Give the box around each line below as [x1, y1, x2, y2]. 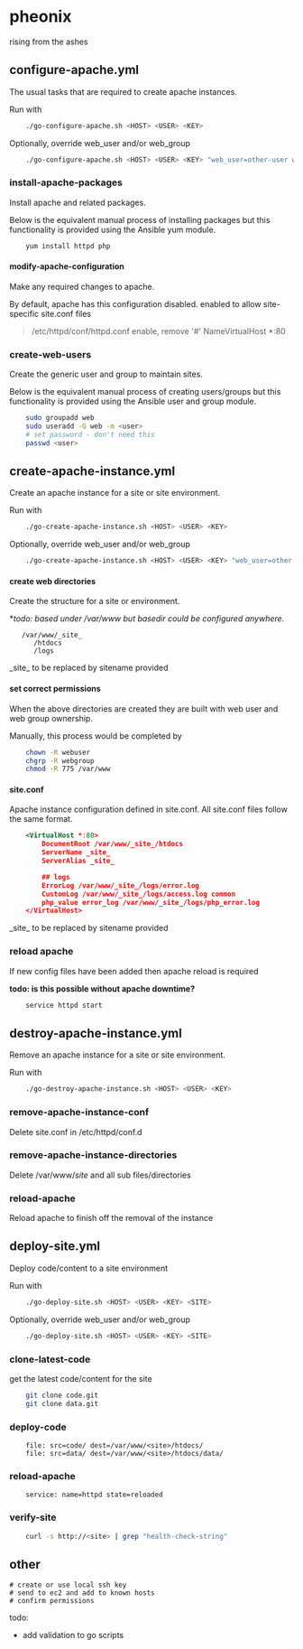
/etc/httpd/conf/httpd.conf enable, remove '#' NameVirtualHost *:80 [31, 325, 286, 336]
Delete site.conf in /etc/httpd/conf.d [9, 1126, 142, 1137]
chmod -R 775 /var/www [25, 765, 111, 774]
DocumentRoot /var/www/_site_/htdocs [41, 840, 183, 849]
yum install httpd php [25, 241, 111, 250]
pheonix [9, 6, 72, 27]
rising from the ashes [9, 36, 88, 47]
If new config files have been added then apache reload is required [9, 965, 259, 976]
